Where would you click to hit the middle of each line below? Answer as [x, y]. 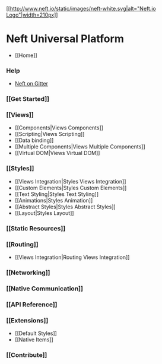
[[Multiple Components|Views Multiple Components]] [80, 147]
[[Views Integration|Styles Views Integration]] [70, 181]
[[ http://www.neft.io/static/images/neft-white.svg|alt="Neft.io [81, 9]
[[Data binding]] [34, 140]
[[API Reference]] [32, 304]
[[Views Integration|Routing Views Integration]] [72, 257]
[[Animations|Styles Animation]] [54, 200]
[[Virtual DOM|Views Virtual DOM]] [57, 153]
